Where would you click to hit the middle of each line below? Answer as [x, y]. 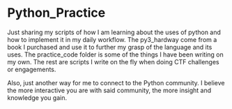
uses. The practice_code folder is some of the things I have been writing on [116, 54]
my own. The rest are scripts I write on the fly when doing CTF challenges [113, 61]
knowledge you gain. [37, 97]
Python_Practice [56, 13]
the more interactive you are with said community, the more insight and [109, 90]
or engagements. [32, 69]
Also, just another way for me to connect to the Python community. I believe [116, 82]
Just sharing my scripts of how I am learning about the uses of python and [114, 32]
